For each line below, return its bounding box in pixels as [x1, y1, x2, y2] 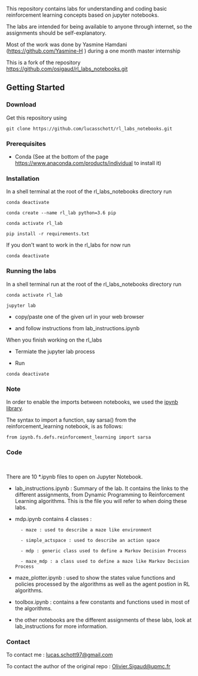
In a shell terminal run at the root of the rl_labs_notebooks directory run [6, 281, 182, 288]
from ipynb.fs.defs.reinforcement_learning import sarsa [6, 434, 151, 440]
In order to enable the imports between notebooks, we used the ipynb [6, 398, 178, 406]
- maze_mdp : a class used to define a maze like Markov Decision [20, 559, 190, 565]
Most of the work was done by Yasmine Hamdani [6, 41, 127, 48]
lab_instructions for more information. [14, 623, 108, 630]
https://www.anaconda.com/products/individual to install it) [14, 159, 162, 166]
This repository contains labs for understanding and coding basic [6, 5, 167, 12]
